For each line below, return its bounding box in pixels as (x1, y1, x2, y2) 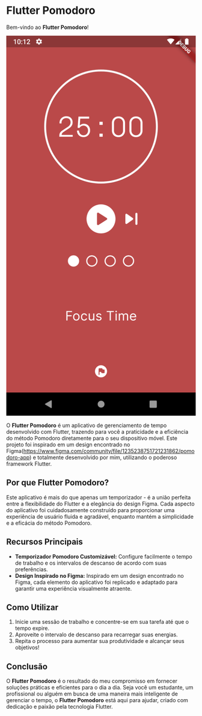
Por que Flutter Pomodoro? (6, 478, 109, 488)
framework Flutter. (6, 460, 52, 467)
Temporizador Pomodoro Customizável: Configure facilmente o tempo (14, 553, 192, 560)
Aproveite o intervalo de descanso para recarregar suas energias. (14, 631, 179, 638)
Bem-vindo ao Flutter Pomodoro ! (6, 24, 89, 31)
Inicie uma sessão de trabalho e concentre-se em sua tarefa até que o (14, 618, 189, 626)
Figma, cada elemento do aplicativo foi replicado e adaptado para (14, 578, 178, 586)
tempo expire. (14, 625, 50, 632)
